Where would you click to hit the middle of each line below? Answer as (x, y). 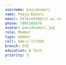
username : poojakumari (28, 10)
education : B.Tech (23, 50)
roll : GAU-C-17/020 (25, 42)
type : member (18, 37)
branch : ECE (17, 46)
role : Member (18, 32)
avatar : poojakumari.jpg (30, 28)
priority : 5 (17, 55)
